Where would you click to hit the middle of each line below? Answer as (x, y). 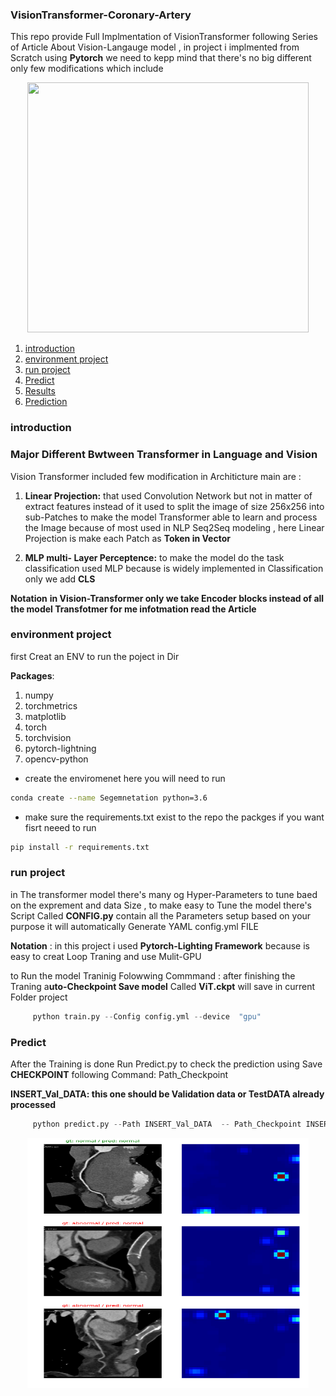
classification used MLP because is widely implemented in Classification (174, 568)
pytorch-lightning (60, 748)
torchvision (48, 737)
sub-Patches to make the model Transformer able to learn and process (171, 517)
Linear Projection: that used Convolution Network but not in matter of (168, 495)
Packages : (32, 675)
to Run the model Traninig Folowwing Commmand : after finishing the (153, 975)
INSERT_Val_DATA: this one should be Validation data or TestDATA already (167, 1094)
